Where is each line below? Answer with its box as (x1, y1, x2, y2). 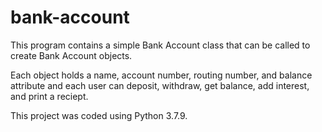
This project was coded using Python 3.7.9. (10, 109, 188, 121)
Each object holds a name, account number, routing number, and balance (10, 69, 313, 81)
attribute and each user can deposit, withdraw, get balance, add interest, (10, 79, 310, 91)
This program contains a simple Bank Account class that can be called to (10, 39, 311, 51)
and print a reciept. (10, 90, 89, 102)
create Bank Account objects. (10, 49, 133, 61)
